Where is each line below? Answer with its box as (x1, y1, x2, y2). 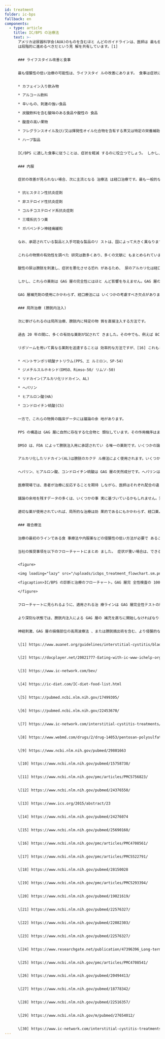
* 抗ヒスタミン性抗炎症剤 (17, 190, 63, 195)
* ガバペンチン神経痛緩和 (17, 226, 63, 231)
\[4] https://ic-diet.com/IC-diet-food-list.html (17, 682, 122, 687)
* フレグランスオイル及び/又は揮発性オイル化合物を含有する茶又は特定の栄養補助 (17, 128, 161, 134)
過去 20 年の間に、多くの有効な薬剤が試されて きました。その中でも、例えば (17, 332, 153, 337)
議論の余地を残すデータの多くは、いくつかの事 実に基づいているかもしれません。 (17, 496, 160, 501)
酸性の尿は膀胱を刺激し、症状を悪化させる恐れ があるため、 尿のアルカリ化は (17, 266, 154, 271)
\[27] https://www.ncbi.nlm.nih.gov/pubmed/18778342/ (17, 987, 131, 992)
